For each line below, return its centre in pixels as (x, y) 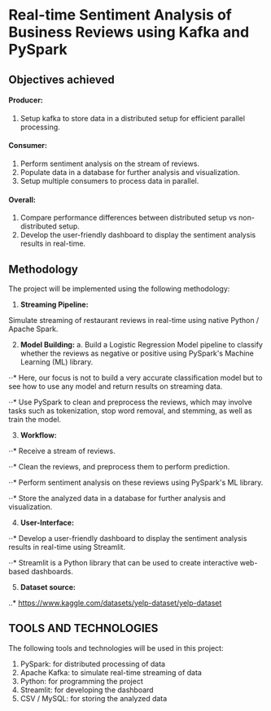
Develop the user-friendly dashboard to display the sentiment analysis (138, 235)
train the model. (35, 419)
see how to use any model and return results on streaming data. (116, 386)
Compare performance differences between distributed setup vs (129, 218)
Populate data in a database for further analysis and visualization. (130, 172)
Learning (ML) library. (57, 362)
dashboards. (52, 571)
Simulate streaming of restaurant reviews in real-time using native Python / (134, 320)
